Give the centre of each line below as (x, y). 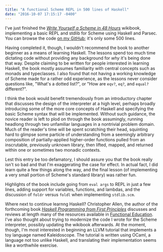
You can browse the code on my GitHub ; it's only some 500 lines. (70, 38)
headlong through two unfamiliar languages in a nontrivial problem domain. (80, 124)
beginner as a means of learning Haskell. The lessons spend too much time (80, 53)
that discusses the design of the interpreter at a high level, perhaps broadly (80, 103)
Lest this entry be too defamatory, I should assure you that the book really (79, 159)
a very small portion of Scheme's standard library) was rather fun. (71, 175)
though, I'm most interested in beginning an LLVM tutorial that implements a (81, 230)
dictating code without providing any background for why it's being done (78, 58)
